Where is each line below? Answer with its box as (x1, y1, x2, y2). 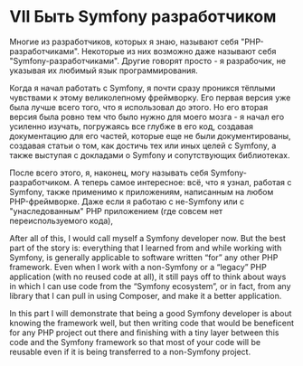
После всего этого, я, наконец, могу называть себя (9, 167, 209, 178)
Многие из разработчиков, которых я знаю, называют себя (9, 36, 240, 47)
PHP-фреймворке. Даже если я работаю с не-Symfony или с (9, 196, 245, 207)
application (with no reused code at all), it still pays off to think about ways (9, 271, 287, 282)
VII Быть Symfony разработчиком (9, 6, 277, 27)
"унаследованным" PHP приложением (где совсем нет (9, 205, 223, 216)
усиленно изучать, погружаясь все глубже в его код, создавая (9, 120, 254, 132)
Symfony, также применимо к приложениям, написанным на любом (9, 186, 274, 197)
